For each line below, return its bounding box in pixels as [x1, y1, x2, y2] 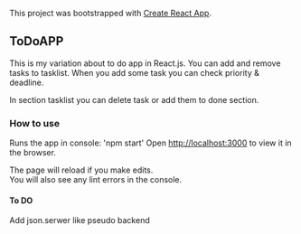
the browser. [9, 147, 57, 158]
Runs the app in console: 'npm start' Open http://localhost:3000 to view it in [9, 137, 292, 148]
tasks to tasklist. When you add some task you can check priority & [9, 67, 259, 78]
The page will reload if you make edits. [9, 164, 154, 175]
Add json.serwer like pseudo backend [9, 215, 151, 226]
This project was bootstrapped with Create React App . [9, 8, 212, 18]
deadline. [9, 77, 44, 88]
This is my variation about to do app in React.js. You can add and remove [9, 58, 281, 69]
